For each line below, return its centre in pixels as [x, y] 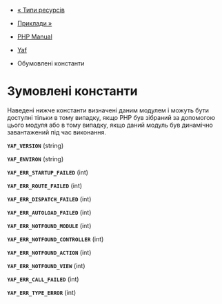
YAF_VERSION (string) [36, 145]
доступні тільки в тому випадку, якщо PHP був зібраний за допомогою [111, 117]
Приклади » [34, 23]
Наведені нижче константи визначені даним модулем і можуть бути [108, 110]
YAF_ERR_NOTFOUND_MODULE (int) [49, 225]
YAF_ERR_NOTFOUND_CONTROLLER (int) [55, 239]
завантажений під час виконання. [57, 132]
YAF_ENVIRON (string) [36, 159]
